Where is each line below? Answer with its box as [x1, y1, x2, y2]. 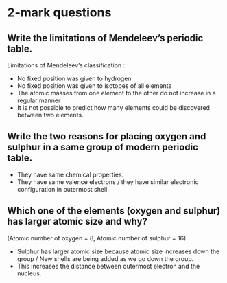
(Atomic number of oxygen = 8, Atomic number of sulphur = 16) [7, 234, 187, 242]
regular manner [16, 96, 61, 104]
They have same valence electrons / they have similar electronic [16, 177, 199, 186]
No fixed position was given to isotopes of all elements [16, 82, 172, 90]
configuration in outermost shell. [16, 185, 110, 193]
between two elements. [16, 111, 84, 119]
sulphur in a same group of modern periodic [7, 141, 199, 153]
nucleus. [16, 269, 42, 278]
